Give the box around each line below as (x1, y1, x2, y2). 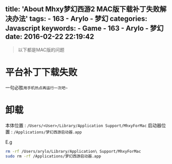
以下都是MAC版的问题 (17, 47, 65, 53)
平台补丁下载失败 (5, 67, 78, 78)
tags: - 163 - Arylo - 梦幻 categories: (29, 14, 147, 23)
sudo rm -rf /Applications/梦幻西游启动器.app (5, 153, 102, 159)
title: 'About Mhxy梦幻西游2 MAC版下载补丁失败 (5, 5, 160, 14)
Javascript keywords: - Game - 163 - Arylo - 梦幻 (5, 24, 164, 33)
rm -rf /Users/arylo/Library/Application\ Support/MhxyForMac (5, 149, 141, 154)
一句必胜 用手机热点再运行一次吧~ (5, 84, 68, 91)
